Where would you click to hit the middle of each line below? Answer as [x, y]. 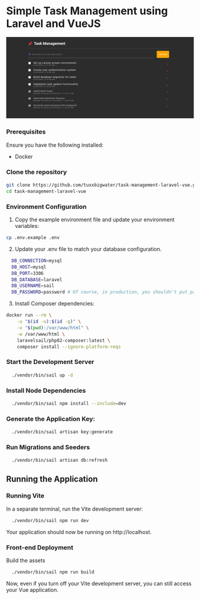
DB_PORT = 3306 [28, 273]
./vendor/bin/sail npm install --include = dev [69, 403]
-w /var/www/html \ [41, 334]
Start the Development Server [50, 362]
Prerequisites [26, 132]
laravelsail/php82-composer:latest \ [64, 340]
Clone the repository [37, 172]
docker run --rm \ [29, 315]
